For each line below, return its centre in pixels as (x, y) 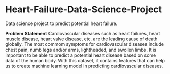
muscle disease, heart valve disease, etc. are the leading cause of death (81, 39)
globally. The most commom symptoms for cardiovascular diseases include (85, 44)
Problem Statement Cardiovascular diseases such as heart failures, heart (83, 33)
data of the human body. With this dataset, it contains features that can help (85, 60)
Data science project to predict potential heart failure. (62, 23)
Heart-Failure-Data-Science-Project (84, 9)
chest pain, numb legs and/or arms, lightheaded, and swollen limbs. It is (81, 50)
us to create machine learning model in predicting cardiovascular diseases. (84, 66)
